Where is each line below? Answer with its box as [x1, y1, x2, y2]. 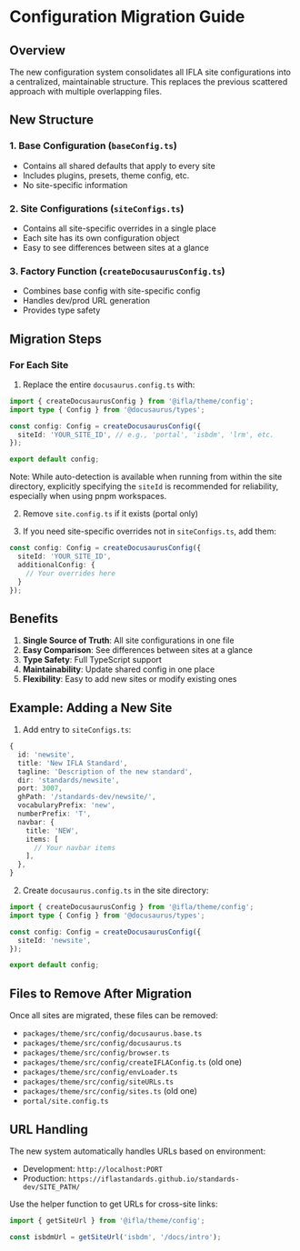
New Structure [9, 112, 94, 128]
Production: [22, 1173, 66, 1184]
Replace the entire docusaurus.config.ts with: [22, 379, 195, 390]
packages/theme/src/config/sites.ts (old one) [22, 1086, 198, 1096]
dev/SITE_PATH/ [22, 1182, 81, 1192]
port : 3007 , [17, 784, 64, 793]
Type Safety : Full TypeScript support [22, 655, 162, 666]
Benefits [9, 611, 59, 626]
